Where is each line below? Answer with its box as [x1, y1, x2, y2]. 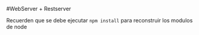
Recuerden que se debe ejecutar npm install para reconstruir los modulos [6, 17, 193, 24]
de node [6, 24, 27, 30]
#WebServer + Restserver [6, 5, 72, 12]
